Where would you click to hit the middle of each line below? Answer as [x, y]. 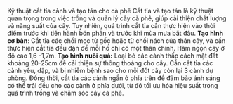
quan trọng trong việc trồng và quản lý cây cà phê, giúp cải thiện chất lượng [117, 18]
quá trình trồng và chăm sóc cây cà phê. [66, 93]
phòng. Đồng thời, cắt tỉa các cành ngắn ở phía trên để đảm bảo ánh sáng [114, 78]
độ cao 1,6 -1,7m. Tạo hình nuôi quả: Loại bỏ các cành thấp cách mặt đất [113, 56]
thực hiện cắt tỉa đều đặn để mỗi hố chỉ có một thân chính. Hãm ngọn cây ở [116, 48]
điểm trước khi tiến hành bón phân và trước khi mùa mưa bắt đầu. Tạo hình [115, 33]
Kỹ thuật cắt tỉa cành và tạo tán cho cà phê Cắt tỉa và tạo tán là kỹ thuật [111, 11]
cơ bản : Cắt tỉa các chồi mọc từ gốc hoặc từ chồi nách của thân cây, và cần [116, 41]
